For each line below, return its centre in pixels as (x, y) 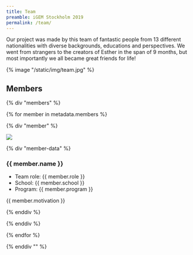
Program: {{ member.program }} (54, 189)
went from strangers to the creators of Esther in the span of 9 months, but (97, 52)
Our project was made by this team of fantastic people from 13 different (94, 40)
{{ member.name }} (35, 164)
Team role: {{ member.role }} (50, 177)
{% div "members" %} (34, 103)
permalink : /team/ (29, 23)
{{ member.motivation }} (36, 201)
